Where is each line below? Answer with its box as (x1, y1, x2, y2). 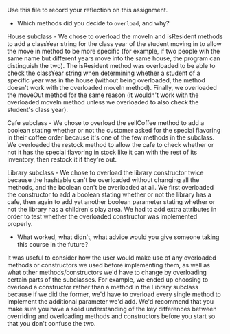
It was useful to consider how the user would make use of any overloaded (7, 254, 216, 262)
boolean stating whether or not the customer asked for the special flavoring (7, 126, 221, 134)
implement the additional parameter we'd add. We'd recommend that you (7, 298, 214, 305)
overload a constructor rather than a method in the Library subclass (7, 283, 199, 291)
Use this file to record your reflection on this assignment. (7, 6, 168, 14)
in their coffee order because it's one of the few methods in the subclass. (7, 133, 215, 142)
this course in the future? (16, 241, 89, 248)
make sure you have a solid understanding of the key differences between (7, 305, 217, 313)
